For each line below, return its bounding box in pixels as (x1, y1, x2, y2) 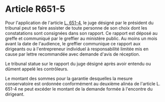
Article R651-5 (5, 3, 66, 15)
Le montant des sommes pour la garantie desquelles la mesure (5, 75, 133, 81)
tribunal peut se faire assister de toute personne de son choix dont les (5, 25, 148, 31)
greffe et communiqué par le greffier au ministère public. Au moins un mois (5, 35, 158, 41)
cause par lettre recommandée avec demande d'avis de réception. (5, 51, 140, 57)
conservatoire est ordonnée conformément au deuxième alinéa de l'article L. (5, 80, 161, 87)
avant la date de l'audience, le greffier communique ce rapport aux (5, 40, 141, 46)
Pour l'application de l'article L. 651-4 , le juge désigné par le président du (5, 20, 154, 26)
